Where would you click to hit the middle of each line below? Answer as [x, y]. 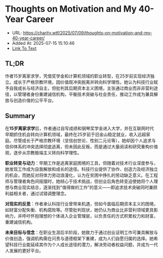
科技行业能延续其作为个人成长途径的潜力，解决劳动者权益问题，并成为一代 [83, 244]
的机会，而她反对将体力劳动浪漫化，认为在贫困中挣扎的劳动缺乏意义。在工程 [81, 175]
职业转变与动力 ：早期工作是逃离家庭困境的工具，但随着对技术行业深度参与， [81, 163]
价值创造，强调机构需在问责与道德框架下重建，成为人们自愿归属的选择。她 [79, 238]
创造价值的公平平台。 [35, 100]
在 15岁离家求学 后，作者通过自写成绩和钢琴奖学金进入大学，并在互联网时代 [80, 128]
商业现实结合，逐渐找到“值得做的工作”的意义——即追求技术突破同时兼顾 [85, 187]
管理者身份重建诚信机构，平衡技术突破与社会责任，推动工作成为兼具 [86, 94]
